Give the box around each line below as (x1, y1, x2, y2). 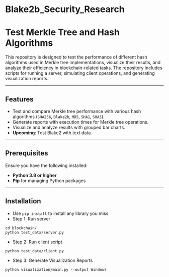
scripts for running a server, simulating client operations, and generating (5, 70, 155, 76)
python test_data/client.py (5, 248, 64, 253)
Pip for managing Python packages (12, 178, 86, 184)
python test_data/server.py (5, 230, 64, 235)
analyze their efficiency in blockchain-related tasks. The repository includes (5, 65, 162, 71)
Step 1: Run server (12, 215, 51, 221)
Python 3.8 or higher (12, 172, 57, 178)
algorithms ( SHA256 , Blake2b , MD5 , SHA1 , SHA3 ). (12, 114, 105, 120)
